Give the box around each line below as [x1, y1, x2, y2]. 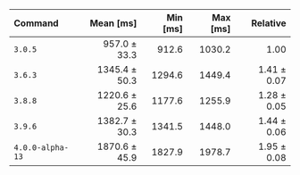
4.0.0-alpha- [13, 143, 70, 153]
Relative [251, 17, 287, 29]
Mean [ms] [89, 17, 137, 29]
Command [13, 17, 60, 29]
